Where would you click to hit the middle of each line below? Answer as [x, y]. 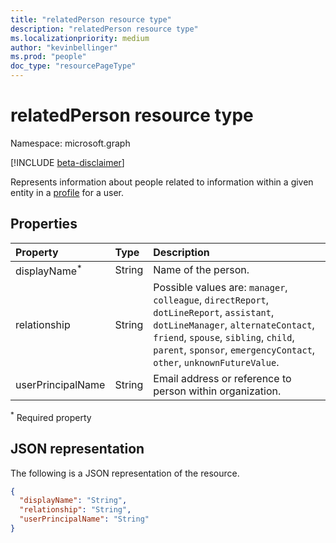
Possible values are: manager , [220, 288]
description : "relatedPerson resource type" [104, 29]
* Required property [51, 416]
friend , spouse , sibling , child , [224, 338]
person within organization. [217, 391]
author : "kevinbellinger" [64, 47]
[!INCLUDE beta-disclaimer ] [67, 162]
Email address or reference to [222, 379]
